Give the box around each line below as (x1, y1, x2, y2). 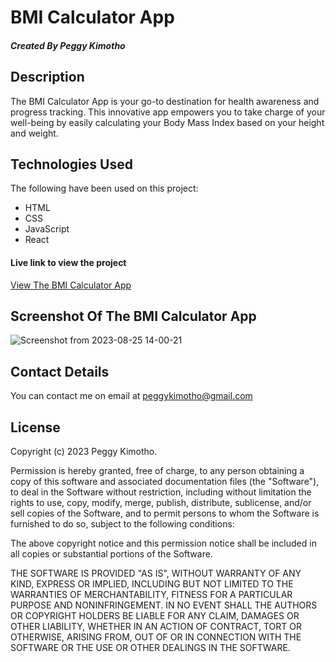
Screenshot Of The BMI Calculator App (10, 308, 257, 325)
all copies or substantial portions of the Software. (10, 548, 213, 560)
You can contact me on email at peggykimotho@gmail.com (10, 390, 253, 402)
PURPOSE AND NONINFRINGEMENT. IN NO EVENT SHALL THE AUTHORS (10, 599, 318, 611)
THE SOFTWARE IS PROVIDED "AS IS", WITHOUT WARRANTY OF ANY (10, 567, 302, 580)
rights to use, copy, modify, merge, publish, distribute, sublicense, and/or (10, 497, 312, 509)
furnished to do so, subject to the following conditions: (10, 518, 235, 530)
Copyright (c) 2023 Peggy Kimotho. (10, 446, 158, 458)
